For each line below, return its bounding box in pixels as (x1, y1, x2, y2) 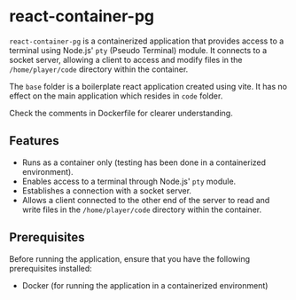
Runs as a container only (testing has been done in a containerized (21, 157, 267, 168)
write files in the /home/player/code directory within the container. (21, 204, 262, 215)
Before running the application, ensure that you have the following (9, 253, 251, 264)
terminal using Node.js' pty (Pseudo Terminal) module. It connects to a (9, 44, 268, 55)
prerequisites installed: (9, 263, 93, 273)
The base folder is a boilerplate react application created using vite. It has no (9, 81, 288, 91)
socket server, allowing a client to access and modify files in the (9, 54, 243, 65)
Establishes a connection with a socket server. (21, 185, 192, 196)
